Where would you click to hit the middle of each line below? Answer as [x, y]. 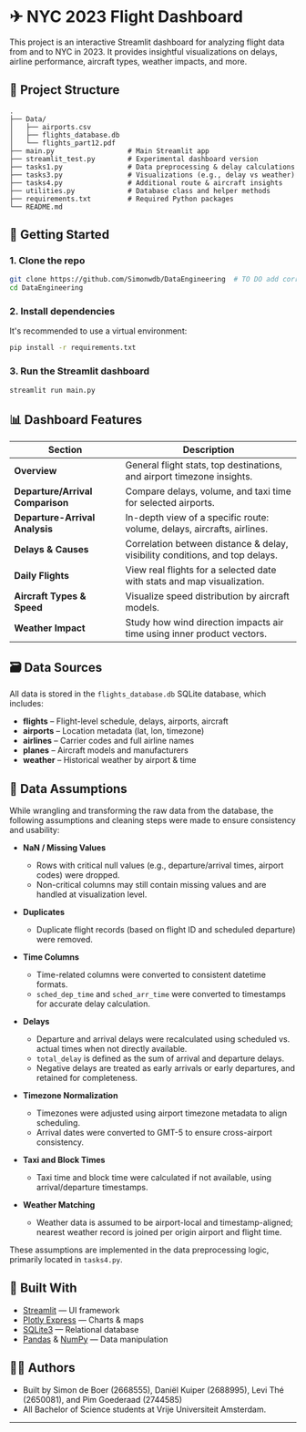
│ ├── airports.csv [51, 127]
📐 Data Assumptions [68, 789]
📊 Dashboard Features [76, 420]
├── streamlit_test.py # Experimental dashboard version [134, 159]
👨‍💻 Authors [42, 1368]
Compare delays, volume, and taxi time [208, 491]
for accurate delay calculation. [93, 1004]
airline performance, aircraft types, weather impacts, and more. [128, 61]
